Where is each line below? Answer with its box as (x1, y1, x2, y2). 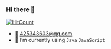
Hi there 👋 (6, 5, 35, 14)
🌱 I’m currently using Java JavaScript (14, 37, 105, 44)
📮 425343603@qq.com (14, 30, 73, 37)
